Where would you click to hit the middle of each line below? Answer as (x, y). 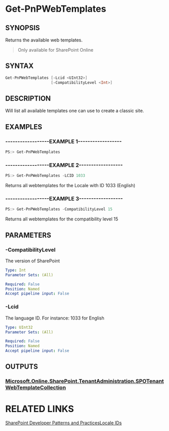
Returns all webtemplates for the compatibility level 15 (62, 219)
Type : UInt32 (19, 327)
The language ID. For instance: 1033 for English (55, 318)
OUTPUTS (22, 367)
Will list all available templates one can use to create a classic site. (75, 111)
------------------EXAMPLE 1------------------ (64, 141)
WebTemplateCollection (36, 388)
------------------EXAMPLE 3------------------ (64, 199)
